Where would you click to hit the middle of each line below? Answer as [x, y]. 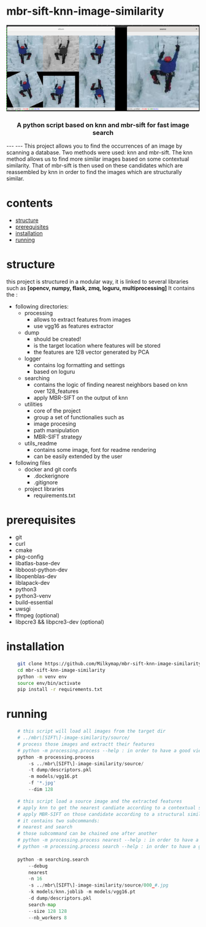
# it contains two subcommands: [59, 821]
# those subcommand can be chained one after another [87, 834]
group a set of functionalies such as [79, 418]
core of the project [57, 411]
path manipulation [56, 430]
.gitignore [46, 483]
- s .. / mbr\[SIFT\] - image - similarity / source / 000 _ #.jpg [98, 885]
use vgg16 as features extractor [74, 326]
